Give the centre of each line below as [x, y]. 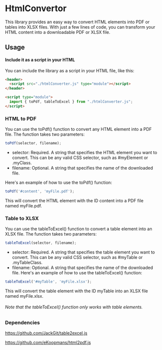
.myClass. [22, 162]
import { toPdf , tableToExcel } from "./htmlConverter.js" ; [71, 102]
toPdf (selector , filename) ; [33, 143]
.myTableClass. [27, 262]
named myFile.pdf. [23, 206]
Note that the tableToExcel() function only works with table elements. [74, 307]
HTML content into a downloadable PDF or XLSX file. [58, 32]
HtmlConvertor [36, 8]
